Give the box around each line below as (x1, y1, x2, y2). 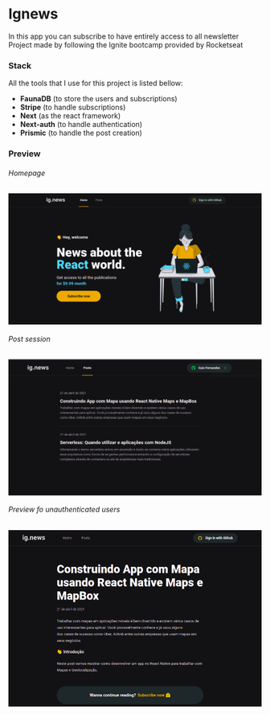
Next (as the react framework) (19, 111, 121, 121)
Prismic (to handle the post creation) (19, 128, 143, 138)
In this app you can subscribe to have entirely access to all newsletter (8, 31, 239, 41)
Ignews (8, 5, 59, 23)
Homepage (8, 168, 46, 178)
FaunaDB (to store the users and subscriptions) (19, 94, 178, 104)
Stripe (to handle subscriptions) (19, 102, 126, 113)
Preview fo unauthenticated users (8, 504, 121, 515)
